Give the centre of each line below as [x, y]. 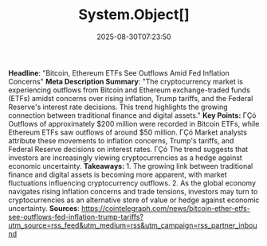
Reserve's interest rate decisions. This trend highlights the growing [118, 107]
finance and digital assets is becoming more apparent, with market [118, 174]
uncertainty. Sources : [44, 208]
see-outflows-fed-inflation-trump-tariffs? [76, 217]
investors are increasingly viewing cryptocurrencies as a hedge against [126, 158]
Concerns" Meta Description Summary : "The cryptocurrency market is [126, 81]
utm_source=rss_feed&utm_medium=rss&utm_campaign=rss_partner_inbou [133, 225]
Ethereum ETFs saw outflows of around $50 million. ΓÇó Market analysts [128, 132]
